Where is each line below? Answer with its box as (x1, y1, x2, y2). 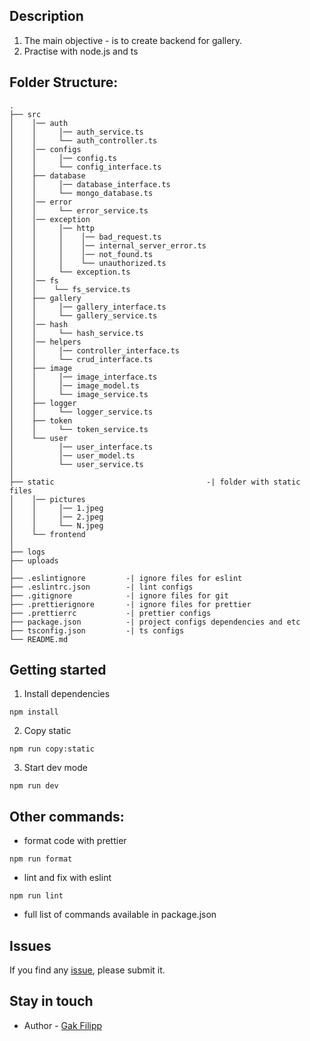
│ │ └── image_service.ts (9, 389, 149, 399)
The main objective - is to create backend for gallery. (23, 34, 243, 46)
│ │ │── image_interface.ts (9, 372, 158, 382)
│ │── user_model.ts (9, 450, 136, 461)
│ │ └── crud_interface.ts (9, 354, 154, 364)
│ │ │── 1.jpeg (9, 503, 104, 513)
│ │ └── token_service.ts (9, 424, 149, 434)
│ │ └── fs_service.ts (9, 284, 131, 294)
